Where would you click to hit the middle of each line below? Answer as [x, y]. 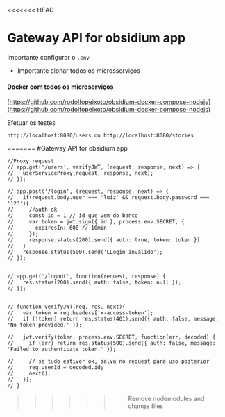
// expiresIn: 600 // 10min [57, 228]
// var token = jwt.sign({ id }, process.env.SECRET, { [96, 222]
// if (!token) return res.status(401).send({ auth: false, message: [113, 319]
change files [146, 406]
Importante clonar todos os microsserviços [79, 70]
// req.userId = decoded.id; [56, 368]
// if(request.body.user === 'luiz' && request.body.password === [108, 198]
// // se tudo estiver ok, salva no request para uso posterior [108, 361]
